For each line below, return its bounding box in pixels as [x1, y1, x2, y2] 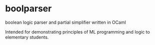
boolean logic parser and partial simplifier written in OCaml [5, 19, 126, 25]
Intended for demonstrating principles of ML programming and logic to [5, 29, 151, 35]
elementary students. [5, 34, 49, 40]
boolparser [5, 3, 52, 14]
